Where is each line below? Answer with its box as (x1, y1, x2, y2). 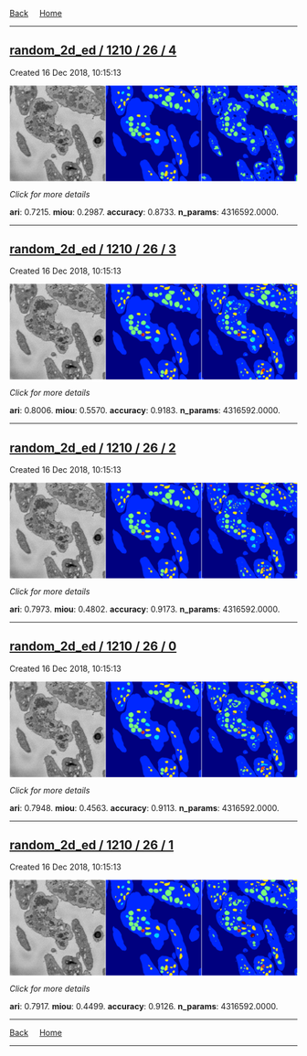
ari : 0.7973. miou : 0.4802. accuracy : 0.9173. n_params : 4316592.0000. (9, 603, 281, 614)
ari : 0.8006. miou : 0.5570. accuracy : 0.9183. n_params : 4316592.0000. (9, 405, 281, 416)
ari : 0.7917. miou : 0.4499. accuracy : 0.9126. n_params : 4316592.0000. (9, 1001, 279, 1012)
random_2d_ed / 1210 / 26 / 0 (9, 639, 177, 655)
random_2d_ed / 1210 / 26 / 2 (9, 440, 176, 455)
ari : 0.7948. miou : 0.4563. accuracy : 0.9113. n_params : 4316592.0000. (9, 802, 281, 813)
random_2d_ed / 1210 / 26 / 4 (9, 43, 177, 59)
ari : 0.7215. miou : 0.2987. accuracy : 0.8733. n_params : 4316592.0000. (9, 206, 279, 218)
